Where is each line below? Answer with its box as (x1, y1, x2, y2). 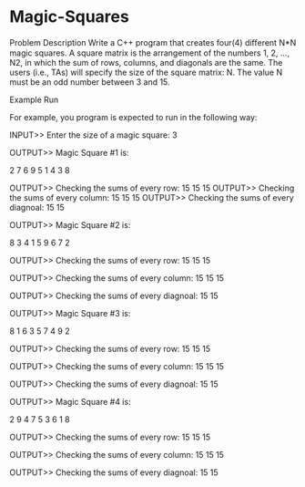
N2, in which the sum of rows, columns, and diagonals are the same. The (9, 57, 283, 67)
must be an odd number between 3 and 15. (9, 76, 170, 88)
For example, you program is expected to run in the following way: (9, 111, 258, 122)
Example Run (9, 94, 59, 105)
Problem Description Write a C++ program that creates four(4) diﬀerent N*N (9, 36, 297, 47)
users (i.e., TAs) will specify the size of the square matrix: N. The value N (9, 67, 283, 78)
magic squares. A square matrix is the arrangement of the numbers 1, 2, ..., (9, 47, 290, 58)
